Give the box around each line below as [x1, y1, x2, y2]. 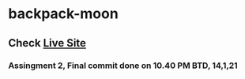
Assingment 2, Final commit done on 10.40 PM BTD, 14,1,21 [8, 60, 239, 71]
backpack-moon [8, 5, 119, 23]
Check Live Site [8, 36, 87, 50]
